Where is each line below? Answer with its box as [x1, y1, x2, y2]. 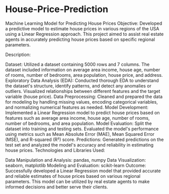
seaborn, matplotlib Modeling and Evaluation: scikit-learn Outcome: [5, 162, 146, 168]
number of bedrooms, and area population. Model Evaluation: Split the [5, 120, 152, 126]
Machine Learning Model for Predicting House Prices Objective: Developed [5, 20, 162, 26]
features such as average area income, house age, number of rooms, [5, 115, 150, 121]
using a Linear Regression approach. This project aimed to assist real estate [5, 31, 164, 37]
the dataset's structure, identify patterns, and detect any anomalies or [5, 82, 152, 89]
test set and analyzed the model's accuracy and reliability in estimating [5, 141, 154, 148]
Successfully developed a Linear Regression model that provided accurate [5, 168, 161, 174]
